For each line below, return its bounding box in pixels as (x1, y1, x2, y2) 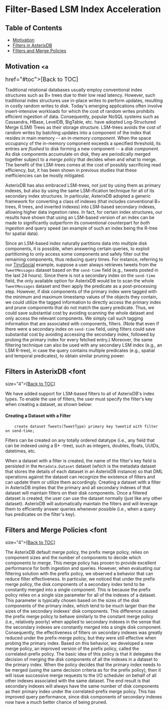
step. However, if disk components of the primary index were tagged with (5, 288, 157, 294)
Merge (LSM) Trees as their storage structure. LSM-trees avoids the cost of (5, 124, 161, 130)
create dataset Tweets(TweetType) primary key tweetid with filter (14, 424, 158, 429)
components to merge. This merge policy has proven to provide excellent (5, 560, 156, 566)
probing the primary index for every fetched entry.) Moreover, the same (5, 336, 153, 342)
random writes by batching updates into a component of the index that (5, 130, 151, 136)
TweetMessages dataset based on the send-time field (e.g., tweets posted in (5, 267, 159, 273)
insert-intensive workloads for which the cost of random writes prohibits (5, 108, 154, 114)
